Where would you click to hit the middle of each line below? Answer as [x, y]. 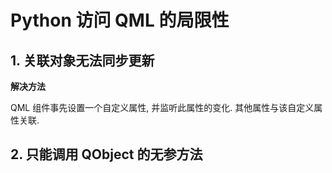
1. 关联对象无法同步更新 [82, 60]
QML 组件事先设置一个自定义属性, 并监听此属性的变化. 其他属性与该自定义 [162, 107]
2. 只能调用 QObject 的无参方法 [106, 154]
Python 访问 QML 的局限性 [120, 20]
